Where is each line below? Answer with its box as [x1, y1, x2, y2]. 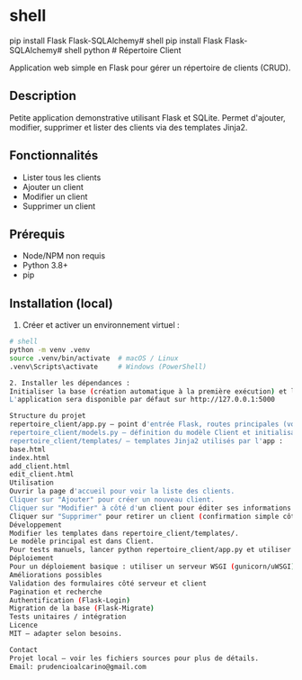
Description [9, 88, 76, 104]
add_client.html [9, 461, 70, 471]
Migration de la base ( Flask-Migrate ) [9, 604, 155, 613]
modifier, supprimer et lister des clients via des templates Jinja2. [9, 122, 248, 132]
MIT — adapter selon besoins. [9, 630, 123, 639]
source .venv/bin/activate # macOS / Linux [9, 353, 179, 363]
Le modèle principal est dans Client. [9, 537, 155, 546]
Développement [9, 520, 63, 530]
